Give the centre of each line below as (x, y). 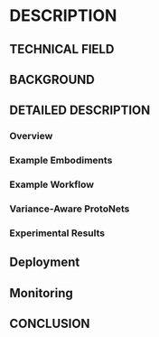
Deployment (45, 262)
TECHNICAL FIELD (62, 49)
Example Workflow (52, 184)
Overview (31, 136)
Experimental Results (57, 233)
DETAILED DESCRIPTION (80, 111)
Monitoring (42, 293)
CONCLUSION (50, 324)
